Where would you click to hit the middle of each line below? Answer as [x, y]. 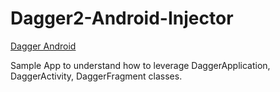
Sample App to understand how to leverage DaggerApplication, [140, 65]
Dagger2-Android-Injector [122, 18]
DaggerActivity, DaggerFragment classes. [96, 76]
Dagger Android [43, 46]
